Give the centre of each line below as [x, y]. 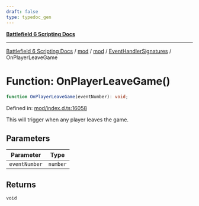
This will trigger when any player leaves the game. [68, 120]
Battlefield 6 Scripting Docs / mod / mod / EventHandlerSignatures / [89, 51]
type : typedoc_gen [29, 17]
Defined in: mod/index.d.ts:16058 [47, 108]
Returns [21, 184]
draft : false [22, 12]
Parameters [28, 138]
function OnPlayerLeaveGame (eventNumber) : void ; [67, 97]
